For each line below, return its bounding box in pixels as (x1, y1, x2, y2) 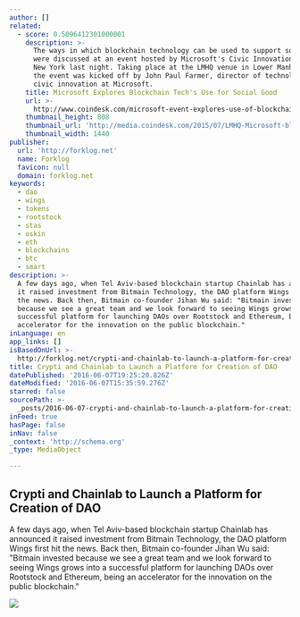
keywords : (9, 180, 46, 189)
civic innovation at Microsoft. (32, 80, 154, 89)
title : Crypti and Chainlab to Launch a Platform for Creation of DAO (9, 362, 278, 371)
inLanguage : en (9, 329, 66, 338)
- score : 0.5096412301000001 (17, 30, 126, 38)
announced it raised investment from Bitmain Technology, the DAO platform (9, 533, 287, 544)
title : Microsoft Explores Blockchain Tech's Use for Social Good (25, 88, 278, 97)
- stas (17, 221, 42, 230)
